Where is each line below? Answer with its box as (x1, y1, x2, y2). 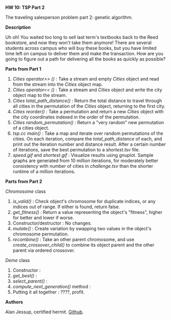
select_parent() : (12, 278, 47, 284)
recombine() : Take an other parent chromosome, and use (12, 236, 134, 243)
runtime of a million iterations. (12, 169, 76, 174)
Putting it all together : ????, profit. (12, 289, 85, 295)
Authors (5, 299, 23, 305)
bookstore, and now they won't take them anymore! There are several (5, 39, 152, 46)
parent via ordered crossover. (12, 247, 75, 253)
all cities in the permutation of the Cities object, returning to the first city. (12, 103, 166, 109)
